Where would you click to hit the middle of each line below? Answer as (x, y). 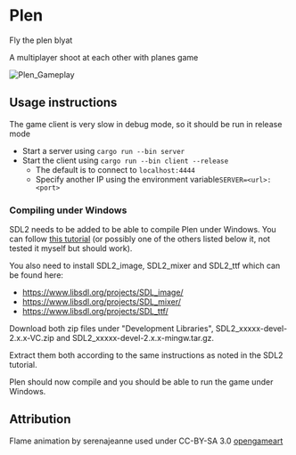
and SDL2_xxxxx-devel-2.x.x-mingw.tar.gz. (136, 338)
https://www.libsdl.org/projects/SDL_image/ (103, 292)
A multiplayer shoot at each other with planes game (104, 57)
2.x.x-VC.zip (32, 338)
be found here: (37, 275)
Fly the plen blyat (41, 40)
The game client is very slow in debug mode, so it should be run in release (146, 124)
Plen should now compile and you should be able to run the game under (141, 382)
